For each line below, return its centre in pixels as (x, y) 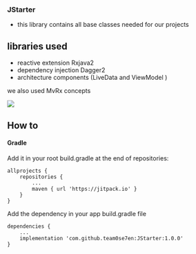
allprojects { (28, 171)
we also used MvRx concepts (49, 91)
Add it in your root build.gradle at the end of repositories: (88, 158)
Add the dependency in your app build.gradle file (77, 213)
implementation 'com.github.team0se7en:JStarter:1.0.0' (102, 238)
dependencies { (29, 226)
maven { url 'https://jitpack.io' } (85, 189)
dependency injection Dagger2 (61, 70)
